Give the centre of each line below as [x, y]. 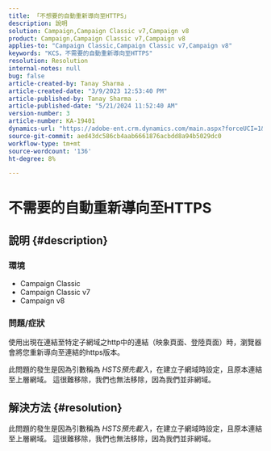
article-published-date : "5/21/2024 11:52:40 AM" [94, 106]
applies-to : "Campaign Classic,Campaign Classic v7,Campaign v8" [120, 46]
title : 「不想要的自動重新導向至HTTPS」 [69, 16]
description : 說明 [38, 23]
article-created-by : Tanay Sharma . [70, 83]
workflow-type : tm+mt [45, 143]
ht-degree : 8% [32, 158]
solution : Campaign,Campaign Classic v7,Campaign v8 [99, 31]
